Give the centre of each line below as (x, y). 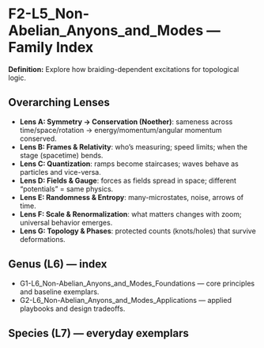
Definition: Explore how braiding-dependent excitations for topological (124, 69)
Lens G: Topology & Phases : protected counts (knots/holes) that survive (138, 231)
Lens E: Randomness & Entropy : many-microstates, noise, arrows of (131, 197)
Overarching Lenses (59, 102)
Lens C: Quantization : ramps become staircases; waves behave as (129, 164)
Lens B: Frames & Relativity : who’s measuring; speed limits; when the (133, 146)
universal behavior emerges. (66, 222)
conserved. (38, 138)
